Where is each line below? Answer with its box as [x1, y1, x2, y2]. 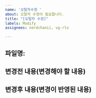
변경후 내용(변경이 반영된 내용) [5, 85, 92, 94]
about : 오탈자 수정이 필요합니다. [5, 12, 64, 17]
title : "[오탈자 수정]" [5, 16, 48, 21]
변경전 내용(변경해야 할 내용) [5, 67, 86, 75]
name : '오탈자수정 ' [5, 7, 42, 12]
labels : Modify [5, 21, 36, 26]
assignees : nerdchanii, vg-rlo [5, 25, 69, 30]
